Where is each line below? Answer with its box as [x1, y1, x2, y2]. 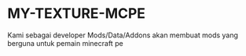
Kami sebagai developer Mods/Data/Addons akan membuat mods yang [7, 30, 239, 40]
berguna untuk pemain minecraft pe [7, 38, 123, 47]
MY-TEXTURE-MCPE [7, 5, 146, 23]
